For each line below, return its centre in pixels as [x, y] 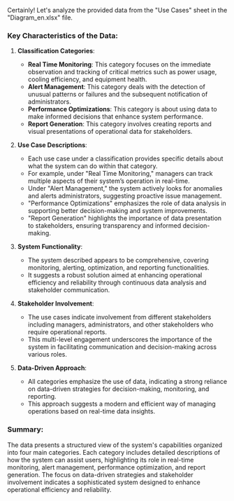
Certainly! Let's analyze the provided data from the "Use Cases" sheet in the [117, 10]
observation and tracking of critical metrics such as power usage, [122, 72]
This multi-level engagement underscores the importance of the [120, 340]
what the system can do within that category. [93, 166]
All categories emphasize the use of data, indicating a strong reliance [127, 382]
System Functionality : [50, 247]
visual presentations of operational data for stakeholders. [110, 132]
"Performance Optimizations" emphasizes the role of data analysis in [127, 203]
